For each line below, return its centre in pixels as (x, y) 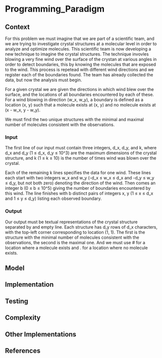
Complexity (23, 318)
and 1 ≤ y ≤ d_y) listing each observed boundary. (53, 198)
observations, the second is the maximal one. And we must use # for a (75, 242)
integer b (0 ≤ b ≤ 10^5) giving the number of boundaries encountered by (78, 188)
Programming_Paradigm (55, 9)
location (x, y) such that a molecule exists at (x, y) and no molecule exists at (81, 105)
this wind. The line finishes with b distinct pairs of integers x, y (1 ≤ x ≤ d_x (79, 194)
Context (17, 27)
